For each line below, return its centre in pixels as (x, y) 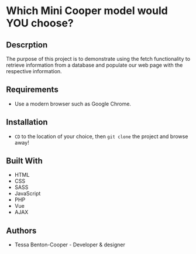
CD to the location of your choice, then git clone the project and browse (101, 136)
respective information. (34, 71)
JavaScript (27, 194)
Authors (21, 230)
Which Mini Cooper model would (87, 11)
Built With (24, 161)
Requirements (32, 90)
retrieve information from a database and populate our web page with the (94, 65)
